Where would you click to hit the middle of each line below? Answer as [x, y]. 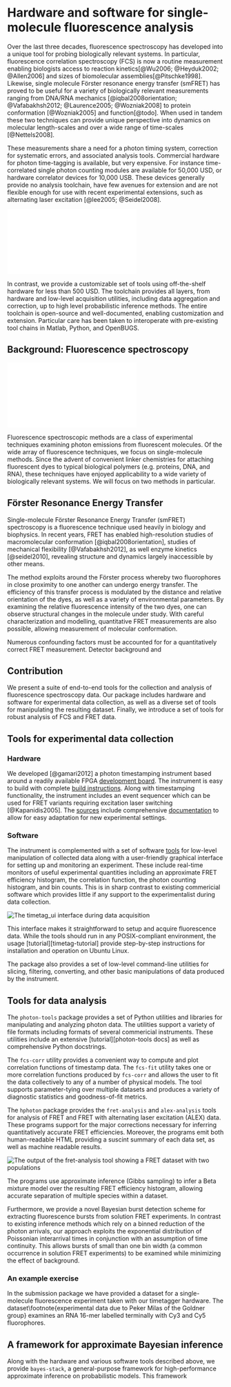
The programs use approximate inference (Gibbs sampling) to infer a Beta [112, 1181]
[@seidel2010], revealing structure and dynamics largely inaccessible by [110, 556]
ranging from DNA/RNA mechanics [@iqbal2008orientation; [92, 97]
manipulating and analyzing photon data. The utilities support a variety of [111, 1025]
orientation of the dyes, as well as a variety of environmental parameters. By [115, 599]
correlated [22, 170]
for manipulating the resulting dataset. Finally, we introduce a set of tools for [115, 709]
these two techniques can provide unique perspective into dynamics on [109, 120]
